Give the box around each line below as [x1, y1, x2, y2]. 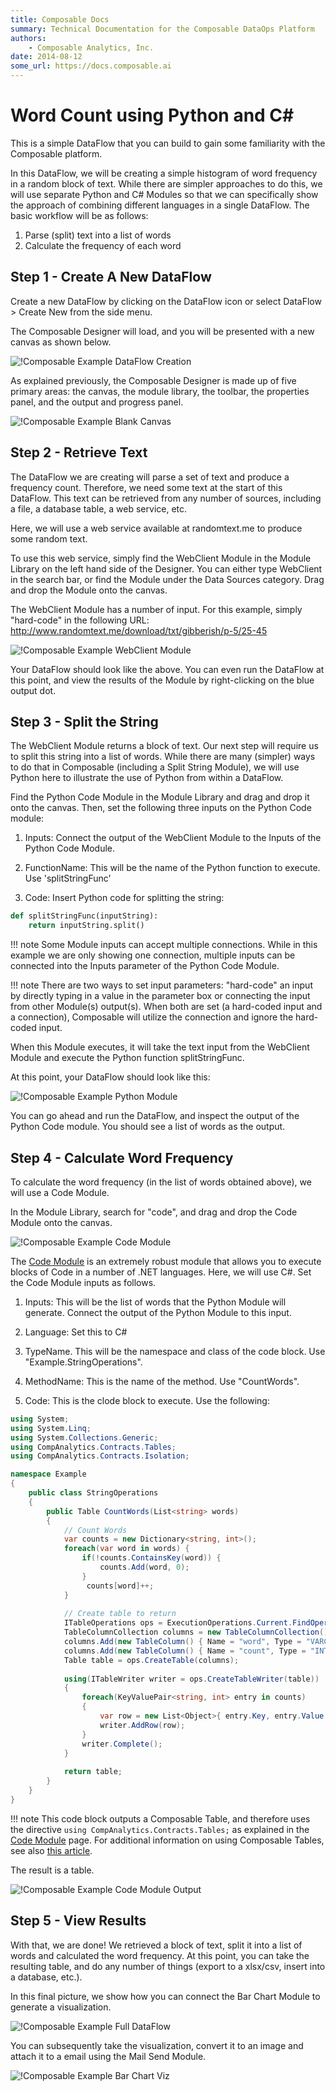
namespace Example [10, 1469, 87, 1480]
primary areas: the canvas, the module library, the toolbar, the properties [10, 385, 310, 397]
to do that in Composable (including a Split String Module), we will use [10, 761, 300, 773]
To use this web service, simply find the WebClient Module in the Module [10, 552, 312, 564]
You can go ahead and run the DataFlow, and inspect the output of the [10, 1110, 300, 1122]
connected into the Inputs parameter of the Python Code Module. [10, 960, 280, 972]
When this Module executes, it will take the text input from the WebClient [10, 1041, 310, 1053]
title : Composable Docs [10, 14, 110, 25]
